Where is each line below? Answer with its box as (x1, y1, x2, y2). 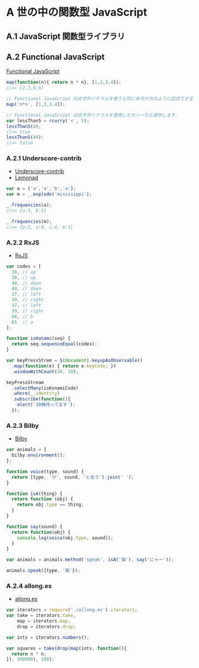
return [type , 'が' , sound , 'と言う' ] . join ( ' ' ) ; (11, 474, 134, 480)
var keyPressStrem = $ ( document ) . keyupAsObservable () (6, 358, 143, 364)
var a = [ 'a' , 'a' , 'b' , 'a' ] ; (6, 186, 76, 192)
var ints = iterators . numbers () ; (6, 634, 90, 640)
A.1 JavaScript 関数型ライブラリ (6, 31, 125, 41)
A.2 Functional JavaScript (6, 52, 105, 62)
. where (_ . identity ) (11, 391, 60, 397)
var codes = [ (6, 263, 42, 270)
